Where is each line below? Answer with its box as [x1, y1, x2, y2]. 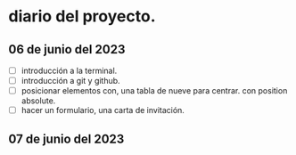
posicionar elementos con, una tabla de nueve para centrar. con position [21, 86, 288, 96]
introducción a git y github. [21, 76, 121, 86]
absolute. [21, 95, 56, 106]
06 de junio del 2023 [8, 42, 126, 57]
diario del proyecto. [8, 6, 157, 27]
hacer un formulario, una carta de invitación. [21, 105, 185, 116]
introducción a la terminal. [21, 65, 118, 76]
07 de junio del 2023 [8, 131, 125, 146]
